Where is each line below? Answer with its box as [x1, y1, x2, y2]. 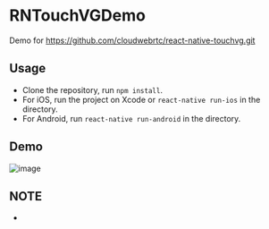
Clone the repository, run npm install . [21, 84, 164, 95]
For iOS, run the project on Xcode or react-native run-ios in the [21, 94, 261, 105]
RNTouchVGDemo [9, 5, 146, 26]
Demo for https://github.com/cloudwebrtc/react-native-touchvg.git [9, 35, 256, 46]
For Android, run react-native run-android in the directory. [21, 113, 241, 123]
